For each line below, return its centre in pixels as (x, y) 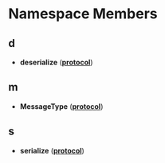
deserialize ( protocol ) (56, 62)
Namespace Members (83, 14)
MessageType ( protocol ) (61, 106)
